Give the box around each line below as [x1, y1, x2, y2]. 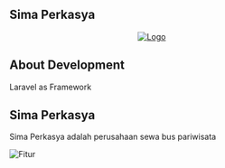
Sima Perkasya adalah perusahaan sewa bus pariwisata [9, 131, 217, 143]
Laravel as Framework [9, 81, 92, 92]
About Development [9, 58, 125, 73]
